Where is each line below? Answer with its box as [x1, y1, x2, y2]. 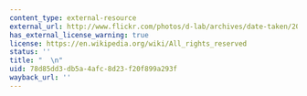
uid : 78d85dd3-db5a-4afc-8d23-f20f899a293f [9, 65, 178, 74]
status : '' [9, 48, 51, 57]
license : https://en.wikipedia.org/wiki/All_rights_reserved [9, 38, 248, 48]
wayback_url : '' [9, 73, 71, 82]
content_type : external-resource [9, 13, 137, 23]
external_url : [9, 22, 64, 31]
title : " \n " [9, 56, 64, 65]
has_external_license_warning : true [9, 30, 149, 39]
